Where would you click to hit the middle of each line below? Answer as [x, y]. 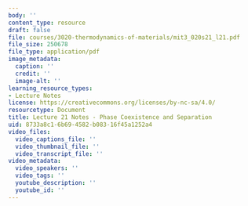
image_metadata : [35, 60]
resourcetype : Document [47, 110]
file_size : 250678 [38, 45]
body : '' [22, 15]
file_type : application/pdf [54, 52]
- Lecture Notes [35, 96]
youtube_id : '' [40, 190]
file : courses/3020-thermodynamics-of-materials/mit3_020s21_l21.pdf [124, 37]
